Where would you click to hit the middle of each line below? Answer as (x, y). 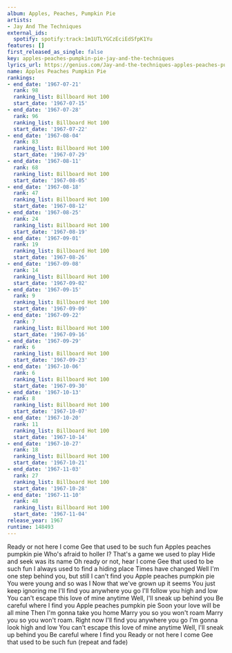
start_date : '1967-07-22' (51, 129)
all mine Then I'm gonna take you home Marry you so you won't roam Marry (115, 612)
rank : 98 (26, 90)
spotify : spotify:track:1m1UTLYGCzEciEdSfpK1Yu (83, 39)
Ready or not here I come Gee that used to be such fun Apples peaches (109, 547)
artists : (20, 20)
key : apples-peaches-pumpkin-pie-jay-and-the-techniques (91, 59)
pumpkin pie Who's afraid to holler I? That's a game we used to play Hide (111, 554)
